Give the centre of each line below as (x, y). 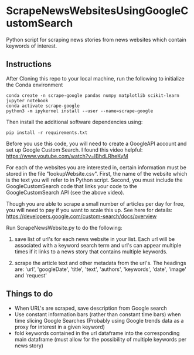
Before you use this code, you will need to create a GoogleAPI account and (96, 143)
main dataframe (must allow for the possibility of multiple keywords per (101, 339)
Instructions (29, 64)
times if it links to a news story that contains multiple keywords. (91, 252)
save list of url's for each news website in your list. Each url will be (95, 239)
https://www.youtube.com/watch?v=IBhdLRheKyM (67, 156)
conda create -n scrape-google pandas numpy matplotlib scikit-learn (93, 95)
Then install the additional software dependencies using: (74, 122)
